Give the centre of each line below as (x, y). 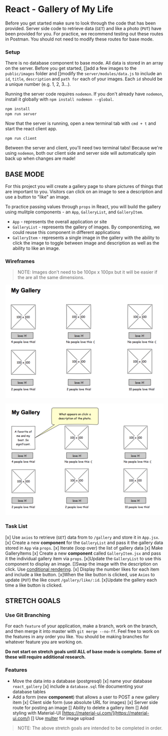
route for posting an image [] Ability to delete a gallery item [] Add (80, 707)
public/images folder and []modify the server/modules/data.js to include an (83, 74)
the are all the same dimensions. (51, 278)
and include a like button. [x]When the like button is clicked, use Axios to (80, 574)
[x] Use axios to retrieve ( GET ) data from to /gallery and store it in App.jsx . (82, 537)
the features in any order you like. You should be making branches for (77, 637)
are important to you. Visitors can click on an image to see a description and (84, 192)
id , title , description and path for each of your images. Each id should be (84, 79)
